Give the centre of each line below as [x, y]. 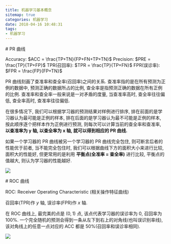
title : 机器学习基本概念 [29, 10]
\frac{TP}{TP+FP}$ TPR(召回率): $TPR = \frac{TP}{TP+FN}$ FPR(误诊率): [83, 65]
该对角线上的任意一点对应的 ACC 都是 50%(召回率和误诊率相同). [73, 226]
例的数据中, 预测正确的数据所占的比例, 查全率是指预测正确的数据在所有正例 [84, 88]
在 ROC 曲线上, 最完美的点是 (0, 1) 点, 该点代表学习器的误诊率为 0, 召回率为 [84, 213]
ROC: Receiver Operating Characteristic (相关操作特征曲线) [67, 192]
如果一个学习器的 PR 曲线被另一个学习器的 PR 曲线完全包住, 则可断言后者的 [84, 141]
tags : [11, 29]
